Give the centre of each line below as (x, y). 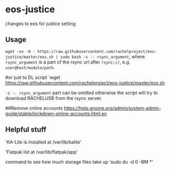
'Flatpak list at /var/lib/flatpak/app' (41, 152)
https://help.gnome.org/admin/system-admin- (112, 108)
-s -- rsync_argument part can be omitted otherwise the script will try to (81, 93)
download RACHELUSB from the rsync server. (54, 98)
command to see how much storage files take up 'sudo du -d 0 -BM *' (79, 162)
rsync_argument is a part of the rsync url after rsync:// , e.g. (68, 62)
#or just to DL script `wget (33, 77)
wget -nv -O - (20, 51)
